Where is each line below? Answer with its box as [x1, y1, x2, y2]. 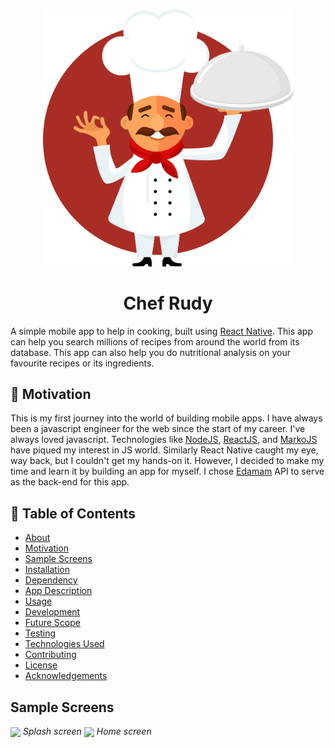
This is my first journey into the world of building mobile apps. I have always [10, 412, 323, 424]
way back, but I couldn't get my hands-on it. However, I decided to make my [10, 455, 325, 467]
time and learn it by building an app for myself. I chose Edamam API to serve [10, 465, 325, 478]
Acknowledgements [24, 670, 108, 682]
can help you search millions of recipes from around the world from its [10, 335, 300, 348]
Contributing [24, 649, 77, 661]
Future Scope [24, 617, 81, 629]
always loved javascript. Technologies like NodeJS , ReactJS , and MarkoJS [10, 434, 318, 446]
